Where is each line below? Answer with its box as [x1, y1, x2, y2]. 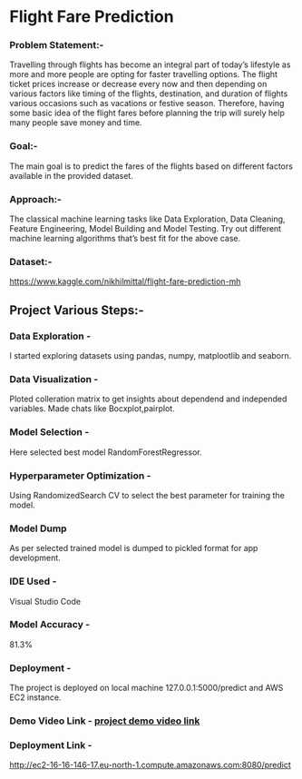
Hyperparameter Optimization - [9, 469, 151, 482]
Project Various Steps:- [9, 302, 144, 318]
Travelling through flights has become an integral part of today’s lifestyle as [9, 59, 291, 70]
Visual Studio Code [9, 596, 82, 606]
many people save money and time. [9, 117, 142, 128]
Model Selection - [9, 426, 90, 439]
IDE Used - [9, 575, 57, 587]
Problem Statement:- [9, 39, 104, 52]
